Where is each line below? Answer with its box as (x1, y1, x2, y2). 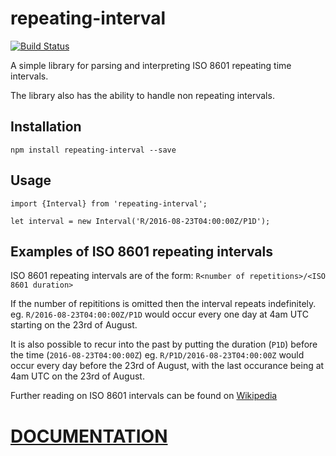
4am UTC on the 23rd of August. (10, 370, 145, 382)
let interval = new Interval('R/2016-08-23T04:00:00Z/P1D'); (10, 216, 271, 226)
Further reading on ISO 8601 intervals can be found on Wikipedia (10, 390, 278, 402)
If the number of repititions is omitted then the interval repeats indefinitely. (10, 298, 317, 310)
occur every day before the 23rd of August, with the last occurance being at (10, 360, 325, 372)
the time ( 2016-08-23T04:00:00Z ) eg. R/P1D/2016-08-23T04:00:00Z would (10, 349, 305, 361)
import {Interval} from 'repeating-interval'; (10, 198, 208, 209)
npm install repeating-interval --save (10, 145, 177, 155)
